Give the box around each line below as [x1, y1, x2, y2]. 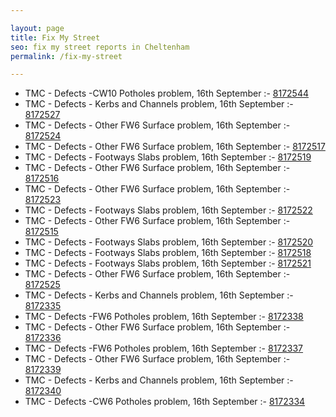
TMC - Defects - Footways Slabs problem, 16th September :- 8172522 [24, 204, 313, 216]
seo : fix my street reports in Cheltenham [10, 42, 190, 52]
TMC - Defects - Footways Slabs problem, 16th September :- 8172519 [24, 151, 312, 163]
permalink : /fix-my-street [10, 51, 123, 61]
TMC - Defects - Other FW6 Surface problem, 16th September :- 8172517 [24, 141, 326, 153]
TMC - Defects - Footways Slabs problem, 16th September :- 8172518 [24, 247, 312, 259]
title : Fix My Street [10, 32, 101, 43]
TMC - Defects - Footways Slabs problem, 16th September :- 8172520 [24, 236, 314, 248]
